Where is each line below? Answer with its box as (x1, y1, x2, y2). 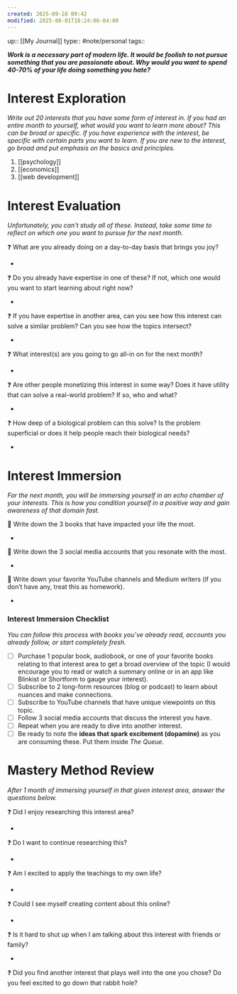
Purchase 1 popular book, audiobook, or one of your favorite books (17, 652, 214, 660)
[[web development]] (17, 173, 79, 181)
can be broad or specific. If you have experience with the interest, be (7, 129, 210, 137)
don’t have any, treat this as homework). (7, 583, 125, 591)
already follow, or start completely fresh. (7, 637, 126, 647)
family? (7, 940, 28, 949)
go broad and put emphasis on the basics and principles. (7, 144, 175, 153)
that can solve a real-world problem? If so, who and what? (7, 391, 177, 399)
